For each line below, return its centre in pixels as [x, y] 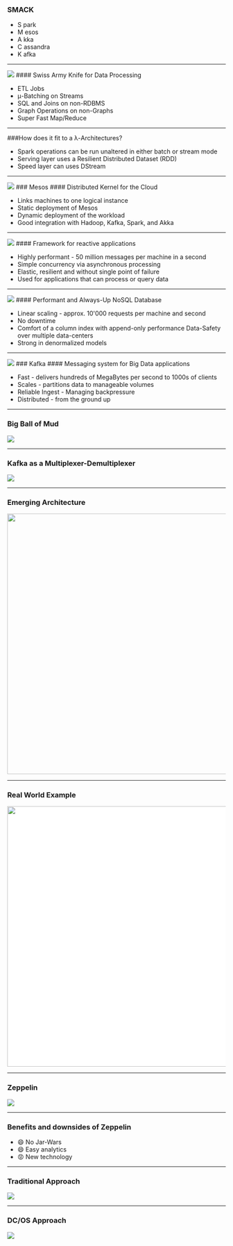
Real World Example [42, 795]
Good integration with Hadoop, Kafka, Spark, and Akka [96, 223]
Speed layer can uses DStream [61, 166]
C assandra [34, 47]
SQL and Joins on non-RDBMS [61, 103]
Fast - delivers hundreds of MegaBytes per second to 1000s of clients [117, 377]
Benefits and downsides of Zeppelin [69, 1127]
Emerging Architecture [46, 502]
